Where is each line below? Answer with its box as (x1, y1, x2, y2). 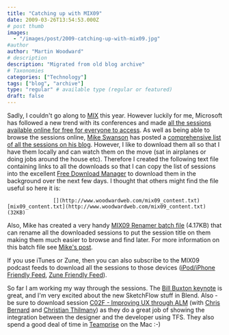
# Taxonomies (7, 67, 44, 74)
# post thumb (7, 23, 44, 29)
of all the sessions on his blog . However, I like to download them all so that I (7, 141, 220, 148)
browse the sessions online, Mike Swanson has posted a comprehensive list (7, 133, 221, 141)
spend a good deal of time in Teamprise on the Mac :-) (7, 321, 161, 328)
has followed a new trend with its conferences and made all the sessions (7, 119, 212, 126)
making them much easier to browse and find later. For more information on (7, 236, 220, 243)
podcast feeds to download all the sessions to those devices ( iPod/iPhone (7, 264, 215, 271)
